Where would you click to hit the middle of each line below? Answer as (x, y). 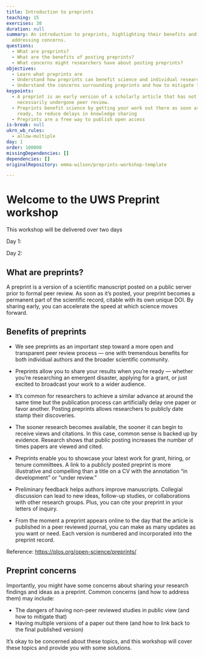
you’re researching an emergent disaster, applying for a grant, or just (101, 377)
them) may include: (30, 598)
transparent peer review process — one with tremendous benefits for (102, 353)
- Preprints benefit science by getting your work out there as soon (101, 108)
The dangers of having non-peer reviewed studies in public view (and (102, 610)
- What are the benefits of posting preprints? (73, 57)
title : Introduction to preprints (50, 12)
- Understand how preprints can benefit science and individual (95, 80)
